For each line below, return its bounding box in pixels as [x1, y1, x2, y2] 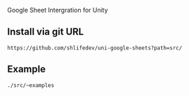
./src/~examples [7, 81, 54, 89]
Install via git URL [7, 26, 84, 38]
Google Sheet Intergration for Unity [7, 6, 108, 14]
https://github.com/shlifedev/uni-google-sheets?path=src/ [7, 45, 183, 51]
